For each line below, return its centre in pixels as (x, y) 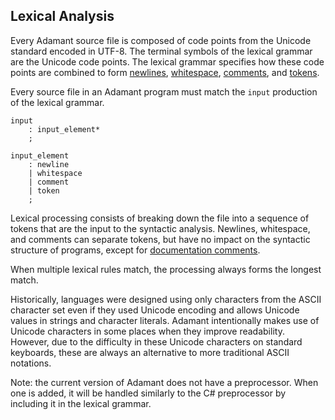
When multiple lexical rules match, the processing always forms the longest (166, 269)
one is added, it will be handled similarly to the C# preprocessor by (148, 393)
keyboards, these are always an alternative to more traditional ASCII (150, 352)
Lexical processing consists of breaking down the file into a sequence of (160, 218)
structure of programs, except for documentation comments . (135, 250)
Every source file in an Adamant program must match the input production (164, 91)
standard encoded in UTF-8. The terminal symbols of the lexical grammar (161, 51)
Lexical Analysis (62, 16)
